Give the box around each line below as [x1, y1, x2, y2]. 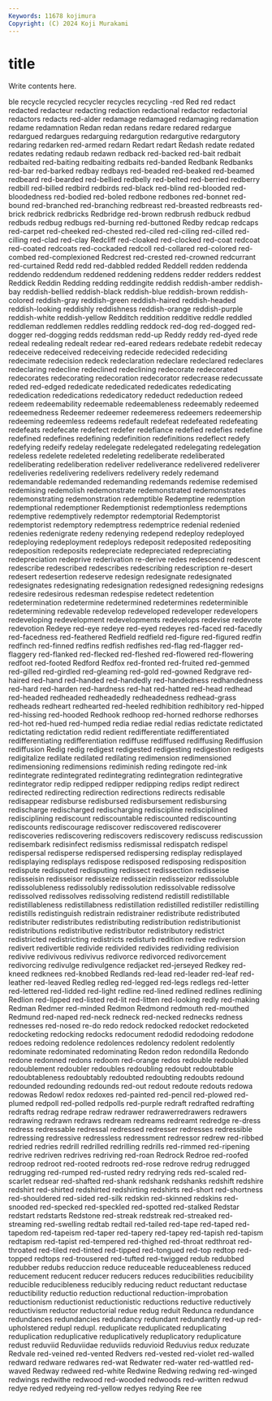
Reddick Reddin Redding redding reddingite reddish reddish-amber [8, 278, 233, 288]
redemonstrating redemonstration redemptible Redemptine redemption [8, 494, 246, 504]
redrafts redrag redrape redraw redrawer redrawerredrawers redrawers [8, 1107, 248, 1117]
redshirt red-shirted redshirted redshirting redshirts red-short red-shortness [8, 1185, 264, 1195]
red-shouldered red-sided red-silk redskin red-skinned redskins [8, 1194, 222, 1204]
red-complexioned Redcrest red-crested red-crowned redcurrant [37, 253, 256, 262]
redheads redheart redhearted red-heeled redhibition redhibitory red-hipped [8, 701, 265, 711]
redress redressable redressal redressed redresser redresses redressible [8, 1125, 253, 1134]
